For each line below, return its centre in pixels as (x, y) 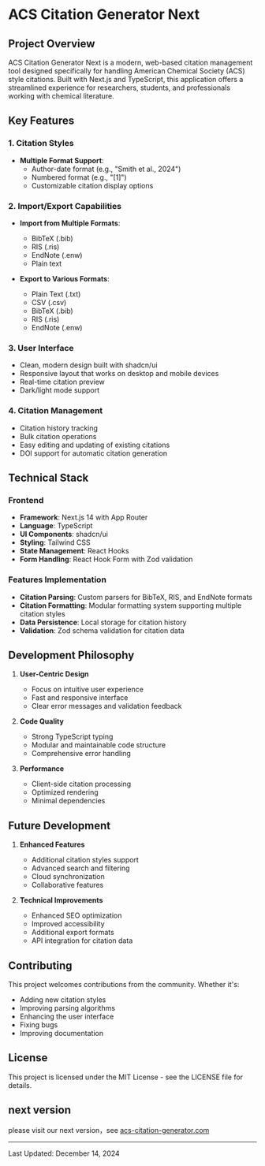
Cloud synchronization (68, 877)
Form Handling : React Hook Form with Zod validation (106, 559)
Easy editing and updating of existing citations (95, 445)
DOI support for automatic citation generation (93, 453)
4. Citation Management (56, 411)
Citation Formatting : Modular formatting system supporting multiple (131, 605)
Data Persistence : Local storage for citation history (103, 622)
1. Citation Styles (41, 143)
